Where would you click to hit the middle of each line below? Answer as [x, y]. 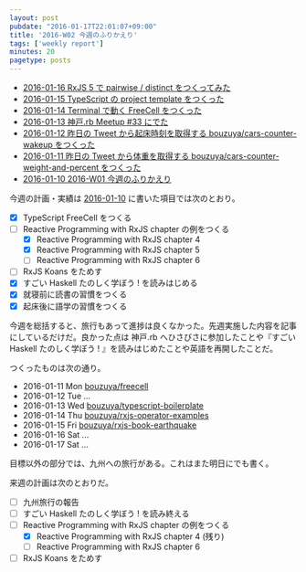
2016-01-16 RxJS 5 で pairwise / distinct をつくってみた [127, 87]
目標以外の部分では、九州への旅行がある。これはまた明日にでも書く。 [142, 463]
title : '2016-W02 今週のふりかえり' [74, 35]
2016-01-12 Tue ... [57, 396]
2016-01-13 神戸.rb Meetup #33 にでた [95, 122]
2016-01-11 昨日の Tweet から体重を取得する [106, 156]
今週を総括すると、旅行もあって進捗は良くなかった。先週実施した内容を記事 [153, 325]
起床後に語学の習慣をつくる [75, 306]
